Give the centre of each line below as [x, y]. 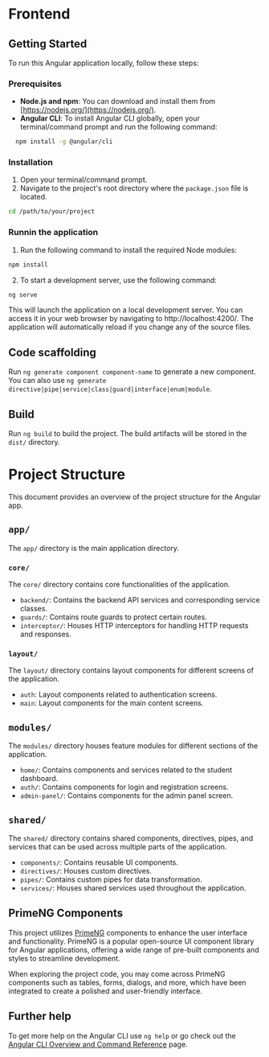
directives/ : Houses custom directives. [86, 870]
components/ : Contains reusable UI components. [99, 862]
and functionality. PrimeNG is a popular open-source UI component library [131, 941]
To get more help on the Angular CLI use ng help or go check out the [122, 1035]
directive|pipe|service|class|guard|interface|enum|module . [110, 389]
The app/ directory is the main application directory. [94, 548]
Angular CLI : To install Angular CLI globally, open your [110, 118]
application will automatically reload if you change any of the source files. [130, 327]
